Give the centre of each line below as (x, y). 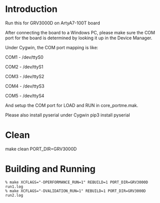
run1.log (14, 187)
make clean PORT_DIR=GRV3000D (41, 149)
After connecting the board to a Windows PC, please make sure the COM (80, 32)
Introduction (31, 9)
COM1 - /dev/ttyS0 (24, 57)
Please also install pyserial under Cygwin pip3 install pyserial (68, 115)
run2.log (14, 195)
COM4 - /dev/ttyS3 (25, 86)
